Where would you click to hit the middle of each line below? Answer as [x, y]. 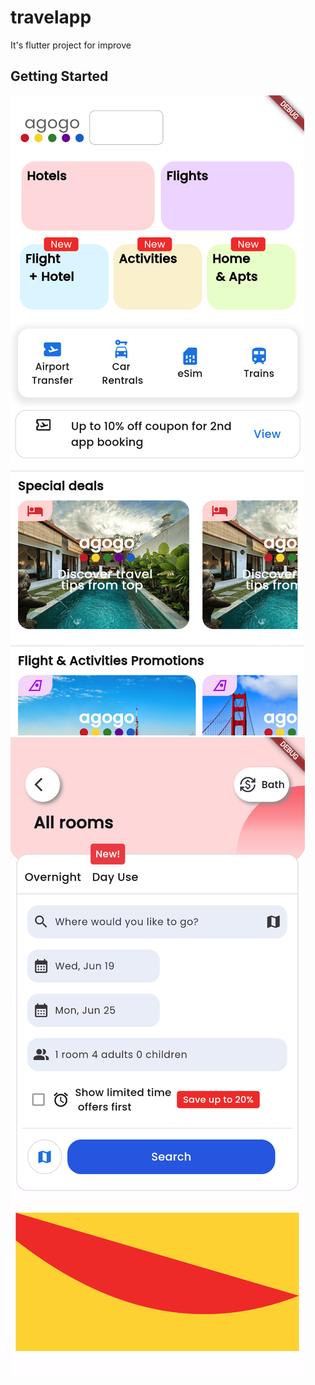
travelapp [51, 17]
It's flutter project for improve [71, 45]
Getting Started [59, 76]
